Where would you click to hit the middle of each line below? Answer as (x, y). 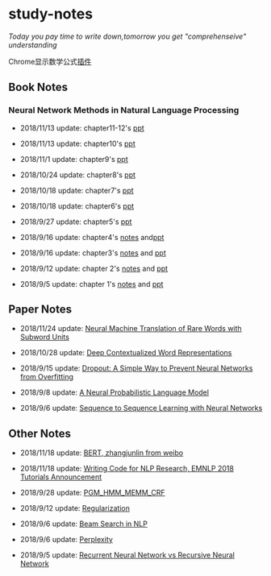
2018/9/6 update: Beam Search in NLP (83, 524)
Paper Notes (40, 310)
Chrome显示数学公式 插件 (50, 61)
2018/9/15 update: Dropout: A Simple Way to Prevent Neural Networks (136, 368)
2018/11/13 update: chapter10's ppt (77, 143)
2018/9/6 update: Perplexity (66, 540)
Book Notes (38, 87)
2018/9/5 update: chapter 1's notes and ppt (92, 284)
